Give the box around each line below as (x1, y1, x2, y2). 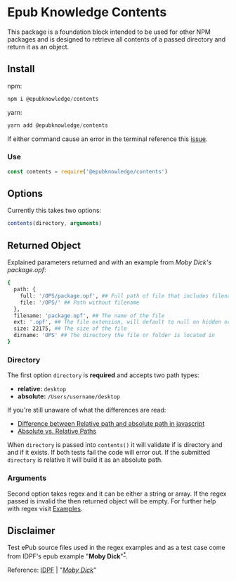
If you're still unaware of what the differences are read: (7, 406, 166, 415)
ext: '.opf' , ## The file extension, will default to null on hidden (13, 319, 221, 326)
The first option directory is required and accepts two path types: (7, 371, 199, 379)
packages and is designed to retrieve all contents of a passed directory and (7, 35, 226, 43)
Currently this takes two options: (7, 206, 102, 215)
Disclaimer (7, 525, 55, 537)
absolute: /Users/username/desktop (17, 392, 121, 400)
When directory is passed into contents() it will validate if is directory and (7, 441, 223, 449)
